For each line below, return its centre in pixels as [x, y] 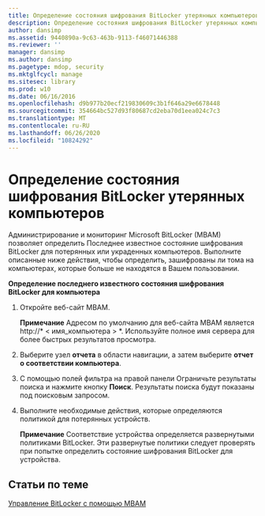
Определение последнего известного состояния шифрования [116, 284]
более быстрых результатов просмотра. [88, 340]
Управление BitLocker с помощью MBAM [77, 503]
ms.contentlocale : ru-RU [49, 126]
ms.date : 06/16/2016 [42, 96]
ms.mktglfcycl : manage [45, 74]
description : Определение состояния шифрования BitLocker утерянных [123, 23]
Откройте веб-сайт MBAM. [65, 307]
